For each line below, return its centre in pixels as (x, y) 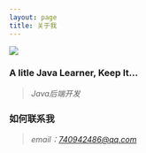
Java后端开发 (56, 93)
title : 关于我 (33, 26)
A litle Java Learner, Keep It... (74, 73)
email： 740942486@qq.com (84, 140)
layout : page (33, 17)
